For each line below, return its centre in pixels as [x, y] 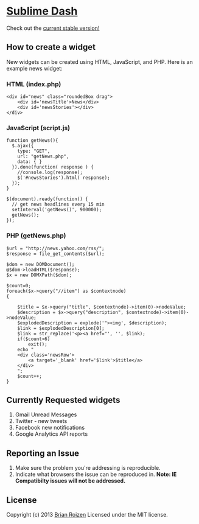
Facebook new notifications [50, 428]
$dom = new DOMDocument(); [40, 264]
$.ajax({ [23, 146]
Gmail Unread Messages [46, 414]
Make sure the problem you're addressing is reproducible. [88, 468]
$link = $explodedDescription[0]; [61, 328]
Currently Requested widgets [63, 400]
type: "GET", [34, 151]
